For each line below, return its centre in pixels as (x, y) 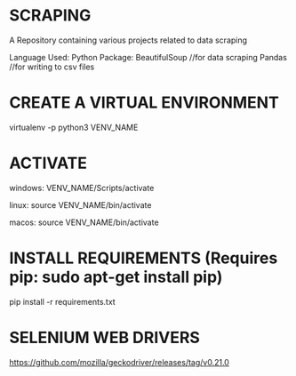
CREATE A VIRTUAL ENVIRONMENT (144, 103)
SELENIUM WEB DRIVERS (104, 337)
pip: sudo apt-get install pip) (116, 277)
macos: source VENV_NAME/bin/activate (84, 222)
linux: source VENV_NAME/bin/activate (80, 204)
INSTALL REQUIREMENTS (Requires (144, 258)
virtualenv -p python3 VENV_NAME (74, 127)
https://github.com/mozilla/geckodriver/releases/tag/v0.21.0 (119, 362)
